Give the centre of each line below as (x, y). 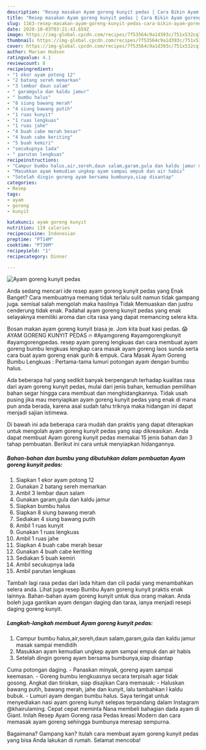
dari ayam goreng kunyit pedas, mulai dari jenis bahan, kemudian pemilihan (102, 387)
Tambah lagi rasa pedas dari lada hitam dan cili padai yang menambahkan (100, 583)
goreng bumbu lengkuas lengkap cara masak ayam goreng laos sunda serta (103, 349)
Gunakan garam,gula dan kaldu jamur (63, 500)
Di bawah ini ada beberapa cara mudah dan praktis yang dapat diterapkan (100, 425)
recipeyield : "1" (29, 251)
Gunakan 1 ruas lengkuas (47, 532)
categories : (22, 183)
